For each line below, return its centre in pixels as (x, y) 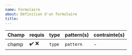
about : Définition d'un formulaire (41, 14)
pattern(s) (77, 35)
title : (12, 18)
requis (37, 35)
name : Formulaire (23, 9)
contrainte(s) (109, 35)
